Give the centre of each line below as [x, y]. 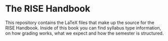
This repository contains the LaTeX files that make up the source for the [80, 22]
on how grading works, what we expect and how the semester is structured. [85, 33]
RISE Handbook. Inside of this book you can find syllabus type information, [83, 27]
